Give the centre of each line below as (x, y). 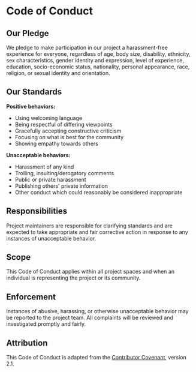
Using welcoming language (49, 118)
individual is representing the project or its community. (73, 278)
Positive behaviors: (31, 106)
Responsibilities (37, 211)
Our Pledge (28, 33)
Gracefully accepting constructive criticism (68, 131)
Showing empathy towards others (57, 143)
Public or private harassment (50, 179)
